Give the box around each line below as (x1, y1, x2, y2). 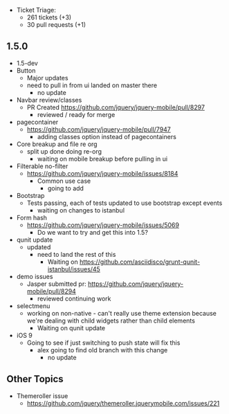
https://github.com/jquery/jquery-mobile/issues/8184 (26, 169, 178, 177)
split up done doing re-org (26, 147, 102, 155)
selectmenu (16, 301, 51, 310)
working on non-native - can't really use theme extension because (26, 309, 217, 317)
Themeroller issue (16, 391, 68, 400)
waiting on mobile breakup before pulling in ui (37, 154, 167, 163)
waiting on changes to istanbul (37, 206, 125, 214)
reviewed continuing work (37, 294, 111, 303)
